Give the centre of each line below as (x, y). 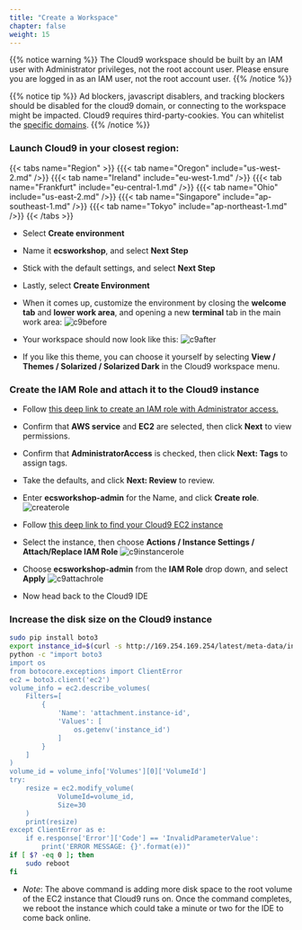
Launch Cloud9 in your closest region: (94, 148)
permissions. (46, 436)
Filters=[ (44, 696)
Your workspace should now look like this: (100, 339)
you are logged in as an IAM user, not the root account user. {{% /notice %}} (151, 79)
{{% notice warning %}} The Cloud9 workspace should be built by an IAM (146, 60)
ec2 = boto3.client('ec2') (60, 679)
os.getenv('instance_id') (122, 730)
